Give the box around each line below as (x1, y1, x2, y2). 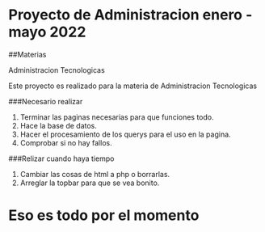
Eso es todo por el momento (8, 206, 200, 225)
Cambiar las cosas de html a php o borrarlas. (19, 169, 170, 179)
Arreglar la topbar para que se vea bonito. (19, 178, 160, 188)
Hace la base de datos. (19, 120, 97, 130)
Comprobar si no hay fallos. (19, 137, 112, 147)
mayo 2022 (8, 23, 86, 41)
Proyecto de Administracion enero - (8, 6, 253, 24)
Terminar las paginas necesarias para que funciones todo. (19, 112, 214, 122)
